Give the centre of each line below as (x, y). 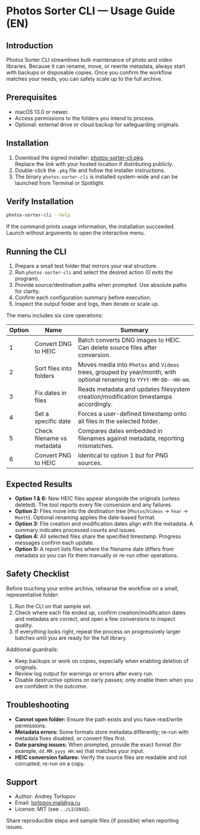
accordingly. (95, 404)
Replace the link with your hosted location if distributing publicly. (94, 164)
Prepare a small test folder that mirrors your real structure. (86, 266)
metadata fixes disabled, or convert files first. (71, 738)
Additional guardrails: (32, 649)
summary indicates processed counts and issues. (76, 530)
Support (22, 782)
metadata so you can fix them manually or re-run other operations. (96, 555)
